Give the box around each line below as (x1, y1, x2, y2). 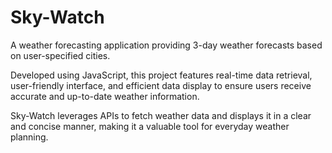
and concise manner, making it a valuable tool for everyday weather (10, 120, 290, 132)
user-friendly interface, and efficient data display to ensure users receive (10, 79, 312, 91)
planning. (10, 131, 49, 143)
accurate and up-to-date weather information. (10, 90, 200, 102)
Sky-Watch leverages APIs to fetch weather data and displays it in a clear (10, 109, 312, 121)
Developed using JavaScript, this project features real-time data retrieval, (10, 69, 313, 81)
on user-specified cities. (10, 49, 111, 61)
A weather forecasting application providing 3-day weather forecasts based (10, 39, 323, 51)
